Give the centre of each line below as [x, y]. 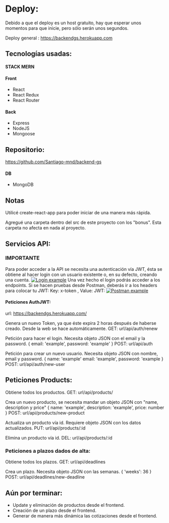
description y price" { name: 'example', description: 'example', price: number [85, 407]
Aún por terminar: [34, 493]
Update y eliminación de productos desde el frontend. [69, 505]
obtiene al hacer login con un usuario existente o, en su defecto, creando [81, 274]
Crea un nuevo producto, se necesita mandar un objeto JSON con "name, [82, 402]
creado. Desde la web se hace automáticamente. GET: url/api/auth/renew [81, 328]
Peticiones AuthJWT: [28, 302]
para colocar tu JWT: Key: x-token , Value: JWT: [55, 291]
